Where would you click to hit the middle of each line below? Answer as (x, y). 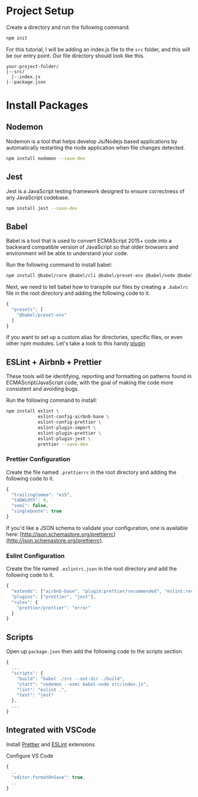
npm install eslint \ (33, 411)
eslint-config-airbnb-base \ (73, 417)
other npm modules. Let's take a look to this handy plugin (76, 343)
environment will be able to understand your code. (67, 253)
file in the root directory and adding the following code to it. (78, 293)
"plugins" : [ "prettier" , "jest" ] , (54, 597)
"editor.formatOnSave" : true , (48, 778)
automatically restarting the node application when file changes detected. (95, 147)
